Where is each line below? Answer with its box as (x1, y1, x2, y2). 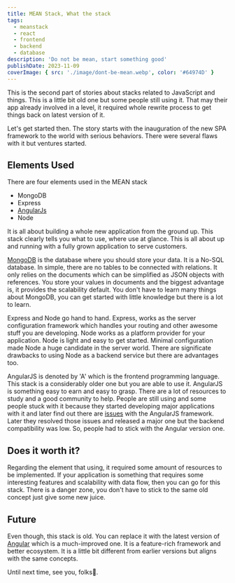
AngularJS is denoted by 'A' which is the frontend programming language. (7, 372, 220, 380)
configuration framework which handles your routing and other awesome (7, 322, 218, 330)
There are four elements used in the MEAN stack (7, 178, 148, 186)
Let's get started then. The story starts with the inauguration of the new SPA (7, 124, 227, 132)
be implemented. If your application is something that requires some (7, 471, 204, 479)
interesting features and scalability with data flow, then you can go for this (7, 478, 220, 487)
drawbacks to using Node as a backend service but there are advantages (7, 351, 219, 359)
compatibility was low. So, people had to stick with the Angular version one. (7, 425, 225, 433)
